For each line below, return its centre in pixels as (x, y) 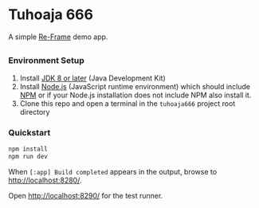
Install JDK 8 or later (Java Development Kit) (92, 78)
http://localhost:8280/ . (45, 180)
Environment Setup (47, 61)
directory (35, 112)
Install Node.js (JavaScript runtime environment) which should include (135, 86)
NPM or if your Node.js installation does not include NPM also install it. (135, 95)
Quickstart (29, 132)
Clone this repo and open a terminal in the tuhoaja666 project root (128, 103)
